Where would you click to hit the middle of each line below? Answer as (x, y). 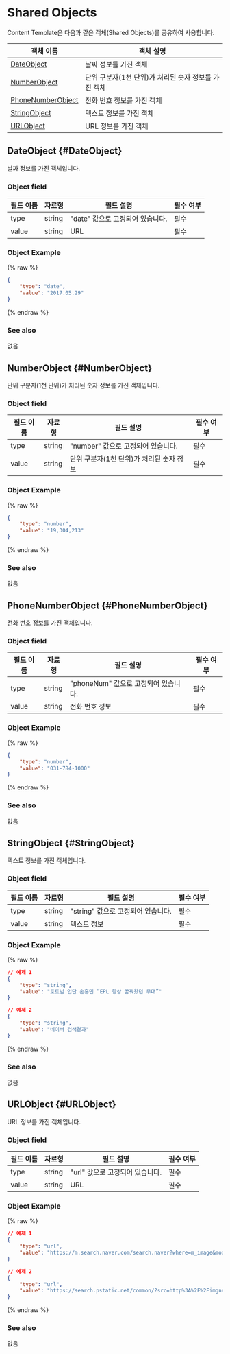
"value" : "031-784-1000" (55, 768)
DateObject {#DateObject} (65, 151)
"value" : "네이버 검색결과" (54, 1029)
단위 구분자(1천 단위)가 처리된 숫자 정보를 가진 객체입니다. (84, 385)
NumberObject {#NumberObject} (80, 368)
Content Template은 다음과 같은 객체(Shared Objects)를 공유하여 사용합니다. (111, 32)
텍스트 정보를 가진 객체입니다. (47, 860)
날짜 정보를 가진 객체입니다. (44, 168)
